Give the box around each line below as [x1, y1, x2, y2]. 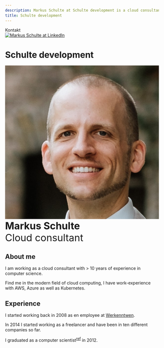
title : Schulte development [5, 13, 62, 18]
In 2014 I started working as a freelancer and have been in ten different [5, 322, 148, 328]
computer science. [5, 271, 43, 276]
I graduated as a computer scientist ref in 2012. [5, 336, 98, 343]
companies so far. [5, 327, 41, 333]
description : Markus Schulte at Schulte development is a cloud [5, 8, 139, 13]
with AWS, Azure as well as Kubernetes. [5, 285, 85, 291]
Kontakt [5, 27, 21, 33]
